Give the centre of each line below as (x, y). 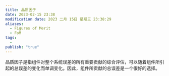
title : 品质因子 (21, 10)
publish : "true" (22, 47)
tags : (11, 38)
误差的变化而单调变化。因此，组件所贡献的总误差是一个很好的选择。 (89, 68)
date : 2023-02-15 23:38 (30, 14)
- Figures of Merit (30, 28)
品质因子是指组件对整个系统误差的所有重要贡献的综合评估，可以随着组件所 (82, 62)
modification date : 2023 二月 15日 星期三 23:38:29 (59, 19)
